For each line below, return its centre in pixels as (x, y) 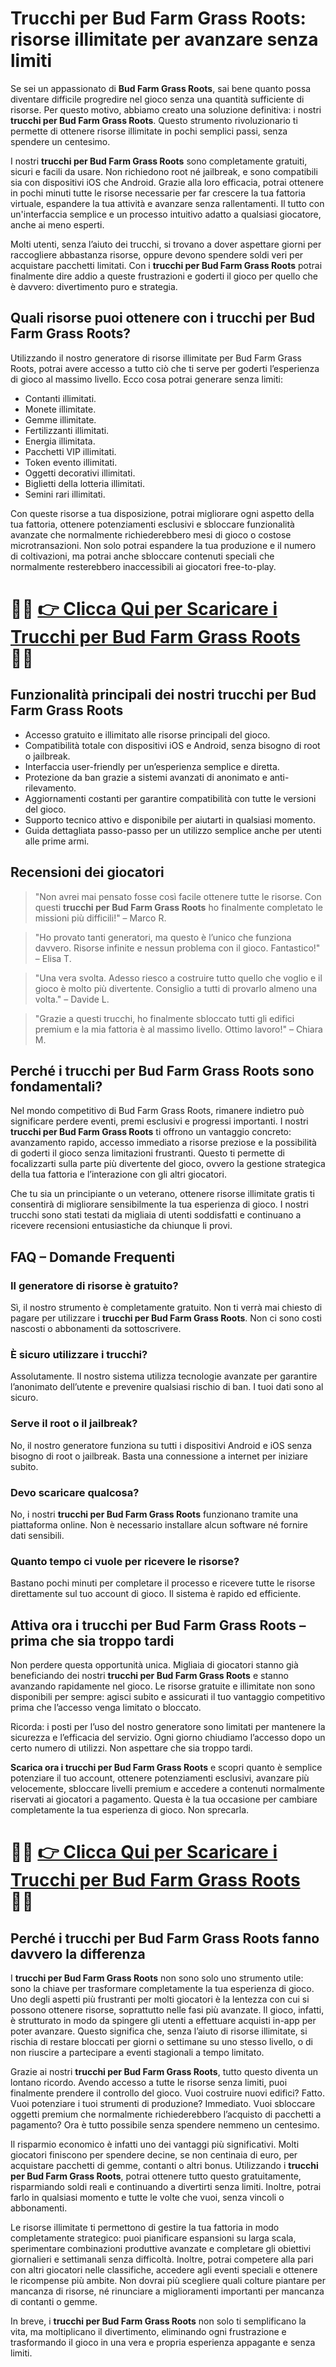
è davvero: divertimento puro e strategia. (94, 286)
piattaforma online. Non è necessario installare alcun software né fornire (159, 1524)
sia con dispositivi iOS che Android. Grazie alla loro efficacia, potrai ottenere (167, 182)
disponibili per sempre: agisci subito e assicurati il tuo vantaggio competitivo (168, 1697)
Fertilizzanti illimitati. (67, 430)
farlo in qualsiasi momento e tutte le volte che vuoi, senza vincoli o (147, 2198)
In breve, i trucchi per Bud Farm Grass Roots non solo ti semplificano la (158, 2321)
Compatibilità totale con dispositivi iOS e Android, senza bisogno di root (172, 745)
